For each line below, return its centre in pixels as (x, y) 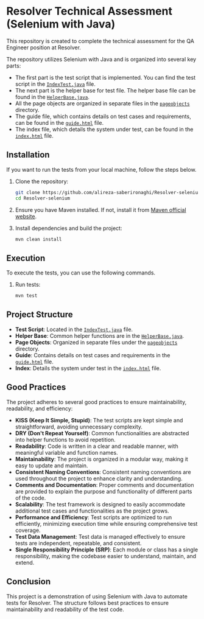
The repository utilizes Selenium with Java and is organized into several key (101, 59)
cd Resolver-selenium (42, 198)
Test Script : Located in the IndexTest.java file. (74, 329)
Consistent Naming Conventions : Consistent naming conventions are (103, 472)
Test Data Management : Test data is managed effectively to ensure (100, 536)
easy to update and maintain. (51, 465)
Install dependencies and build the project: (69, 228)
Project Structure (40, 315)
